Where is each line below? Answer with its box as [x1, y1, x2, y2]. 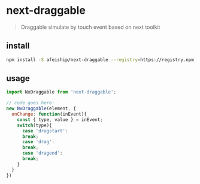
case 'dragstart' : [22, 128, 68, 134]
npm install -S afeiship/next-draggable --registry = [6, 56, 141, 63]
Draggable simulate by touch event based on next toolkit [20, 23, 160, 31]
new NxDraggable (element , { [6, 105, 77, 111]
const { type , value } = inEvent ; [17, 116, 103, 123]
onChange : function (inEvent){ [11, 111, 87, 117]
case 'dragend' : [22, 150, 63, 156]
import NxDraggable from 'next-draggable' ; [6, 89, 117, 95]
